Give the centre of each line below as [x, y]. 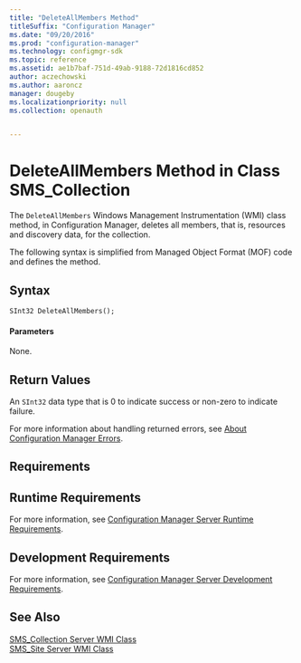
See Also [35, 617]
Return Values [50, 380]
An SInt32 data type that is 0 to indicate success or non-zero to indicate [144, 402]
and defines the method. [55, 262]
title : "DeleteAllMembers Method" [75, 18]
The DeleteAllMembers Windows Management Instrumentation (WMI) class [148, 216]
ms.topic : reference [48, 60]
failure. [23, 411]
